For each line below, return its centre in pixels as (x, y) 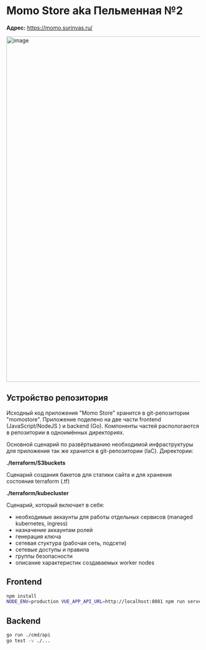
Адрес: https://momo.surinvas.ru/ (50, 28)
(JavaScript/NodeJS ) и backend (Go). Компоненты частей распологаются (103, 426)
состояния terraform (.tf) (38, 481)
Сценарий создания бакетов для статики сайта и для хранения (89, 474)
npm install (21, 596)
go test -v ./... (29, 641)
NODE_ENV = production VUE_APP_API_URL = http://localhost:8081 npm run (96, 602)
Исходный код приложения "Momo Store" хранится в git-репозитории (98, 413)
